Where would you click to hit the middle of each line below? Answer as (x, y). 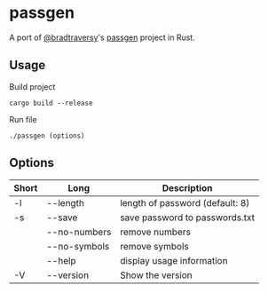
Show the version (156, 275)
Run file (23, 119)
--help (61, 260)
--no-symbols (78, 246)
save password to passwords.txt (187, 218)
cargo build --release (51, 103)
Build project (32, 86)
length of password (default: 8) (185, 202)
